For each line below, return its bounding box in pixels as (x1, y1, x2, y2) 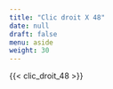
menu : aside (9, 37, 53, 47)
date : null (9, 21, 50, 30)
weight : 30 (9, 46, 50, 55)
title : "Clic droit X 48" (9, 12, 105, 22)
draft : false (9, 29, 58, 38)
